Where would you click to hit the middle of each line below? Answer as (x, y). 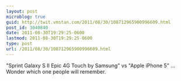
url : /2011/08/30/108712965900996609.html (58, 49)
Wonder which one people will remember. (56, 71)
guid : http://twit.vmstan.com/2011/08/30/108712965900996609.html (88, 22)
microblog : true (26, 17)
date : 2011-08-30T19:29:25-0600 (45, 33)
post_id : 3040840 (27, 27)
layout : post (22, 11)
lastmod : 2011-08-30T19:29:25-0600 (49, 38)
